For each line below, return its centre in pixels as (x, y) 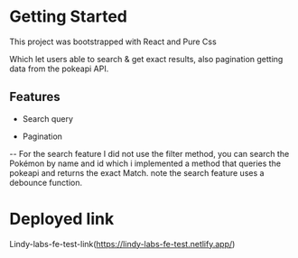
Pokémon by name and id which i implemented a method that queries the (145, 163)
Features (35, 97)
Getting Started (69, 17)
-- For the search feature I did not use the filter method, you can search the (149, 153)
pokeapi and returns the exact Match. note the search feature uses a (137, 172)
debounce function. (46, 182)
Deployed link (62, 219)
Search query (48, 118)
